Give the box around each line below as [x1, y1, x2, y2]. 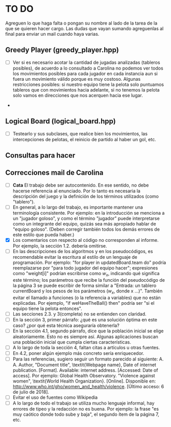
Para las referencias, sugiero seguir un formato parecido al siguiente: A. [12, 356, 164, 362]
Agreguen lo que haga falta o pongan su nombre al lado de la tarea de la [5, 20, 157, 26]
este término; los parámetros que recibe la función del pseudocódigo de [12, 277, 165, 283]
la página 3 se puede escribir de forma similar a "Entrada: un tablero [12, 282, 157, 288]
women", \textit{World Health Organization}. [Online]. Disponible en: [12, 378, 156, 384]
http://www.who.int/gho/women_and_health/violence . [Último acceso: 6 [12, 384, 164, 390]
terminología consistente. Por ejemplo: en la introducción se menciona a [12, 210, 165, 216]
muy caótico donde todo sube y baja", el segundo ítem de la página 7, [12, 411, 159, 417]
